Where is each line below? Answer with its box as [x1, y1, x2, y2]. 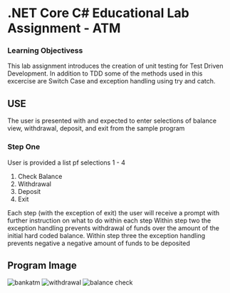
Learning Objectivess [7, 46, 83, 56]
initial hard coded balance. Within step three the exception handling [7, 231, 206, 240]
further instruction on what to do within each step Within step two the [7, 216, 211, 225]
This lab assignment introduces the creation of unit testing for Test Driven [7, 62, 224, 71]
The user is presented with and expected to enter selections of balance [7, 116, 217, 125]
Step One [7, 142, 41, 152]
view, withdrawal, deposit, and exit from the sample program [7, 124, 185, 133]
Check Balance [17, 172, 63, 180]
